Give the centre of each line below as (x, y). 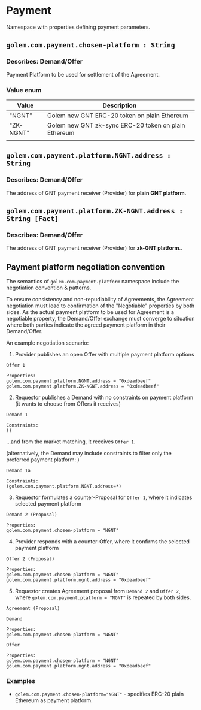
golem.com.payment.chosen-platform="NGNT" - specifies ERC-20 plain (99, 694)
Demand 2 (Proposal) (32, 515)
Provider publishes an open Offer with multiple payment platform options (104, 355)
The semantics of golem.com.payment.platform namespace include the (93, 282)
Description (120, 105)
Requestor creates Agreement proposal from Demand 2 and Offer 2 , (98, 591)
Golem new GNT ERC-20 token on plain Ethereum (118, 116)
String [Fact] (32, 219)
